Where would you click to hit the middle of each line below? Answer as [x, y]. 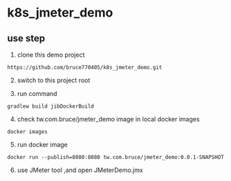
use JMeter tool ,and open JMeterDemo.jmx [80, 170]
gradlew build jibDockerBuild [51, 106]
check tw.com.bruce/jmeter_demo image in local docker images [108, 119]
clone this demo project [51, 55]
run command [37, 94]
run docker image [42, 144]
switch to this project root [54, 80]
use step [26, 38]
